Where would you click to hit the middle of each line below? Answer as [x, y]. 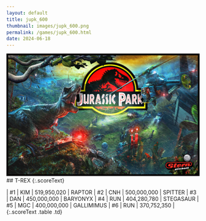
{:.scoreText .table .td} [34, 212]
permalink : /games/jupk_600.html [49, 32]
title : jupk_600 [27, 19]
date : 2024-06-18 [29, 39]
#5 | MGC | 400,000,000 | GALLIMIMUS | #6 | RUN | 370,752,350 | [90, 205]
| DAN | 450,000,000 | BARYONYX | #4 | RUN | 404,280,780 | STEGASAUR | [103, 198]
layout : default [27, 13]
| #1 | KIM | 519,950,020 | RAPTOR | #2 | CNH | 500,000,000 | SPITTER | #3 [101, 192]
